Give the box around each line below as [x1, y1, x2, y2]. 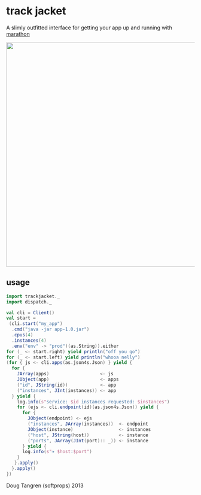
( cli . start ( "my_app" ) [8, 321, 63, 327]
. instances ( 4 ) [11, 337, 47, 344]
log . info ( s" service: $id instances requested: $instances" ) [17, 399, 170, 405]
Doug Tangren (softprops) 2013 [6, 482, 84, 489]
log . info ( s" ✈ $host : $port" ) [22, 449, 93, 455]
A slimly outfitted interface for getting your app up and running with [6, 24, 172, 31]
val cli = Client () [6, 309, 55, 315]
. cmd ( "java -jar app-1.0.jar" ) [11, 326, 90, 333]
